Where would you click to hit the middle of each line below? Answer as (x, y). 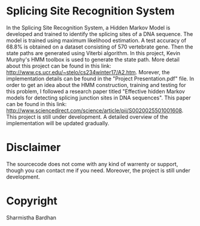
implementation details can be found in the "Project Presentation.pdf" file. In (100, 79)
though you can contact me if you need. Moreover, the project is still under (98, 170)
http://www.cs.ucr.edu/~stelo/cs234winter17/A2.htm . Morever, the (88, 72)
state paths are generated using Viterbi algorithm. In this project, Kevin (93, 53)
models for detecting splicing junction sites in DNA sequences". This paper (99, 98)
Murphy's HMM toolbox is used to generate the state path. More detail (93, 59)
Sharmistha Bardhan (31, 218)
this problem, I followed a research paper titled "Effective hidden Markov (96, 91)
